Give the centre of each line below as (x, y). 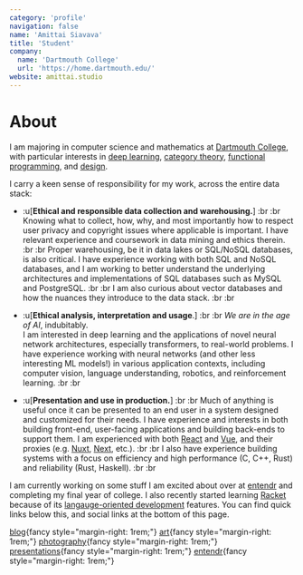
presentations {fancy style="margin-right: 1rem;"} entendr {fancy (128, 551)
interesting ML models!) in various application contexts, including (144, 363)
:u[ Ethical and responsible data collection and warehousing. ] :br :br (151, 210)
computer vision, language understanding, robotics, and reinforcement (154, 373)
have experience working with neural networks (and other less (139, 354)
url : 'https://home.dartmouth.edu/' (86, 69)
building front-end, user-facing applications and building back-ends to (153, 429)
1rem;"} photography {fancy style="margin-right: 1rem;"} (114, 541)
